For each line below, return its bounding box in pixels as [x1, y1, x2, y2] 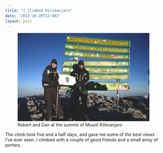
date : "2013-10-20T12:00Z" [5, 13, 61, 18]
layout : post [5, 18, 32, 23]
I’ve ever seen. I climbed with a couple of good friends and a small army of [5, 137, 158, 143]
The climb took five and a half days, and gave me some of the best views [5, 131, 155, 137]
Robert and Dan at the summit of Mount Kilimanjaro [17, 122, 123, 128]
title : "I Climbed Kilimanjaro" [5, 8, 72, 13]
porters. [5, 142, 21, 148]
